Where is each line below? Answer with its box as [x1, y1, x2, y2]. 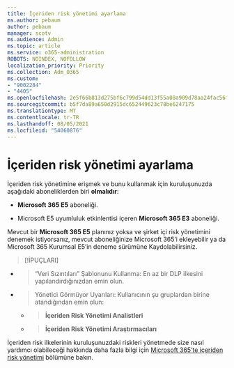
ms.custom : [7, 75, 39, 82]
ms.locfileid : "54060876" [7, 127, 82, 134]
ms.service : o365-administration [7, 49, 104, 56]
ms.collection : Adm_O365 [7, 68, 79, 75]
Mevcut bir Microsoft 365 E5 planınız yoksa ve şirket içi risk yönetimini [7, 228, 211, 236]
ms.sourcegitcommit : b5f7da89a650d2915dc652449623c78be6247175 [7, 101, 195, 108]
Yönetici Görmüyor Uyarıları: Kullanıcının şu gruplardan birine [34, 291, 210, 299]
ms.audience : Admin [7, 36, 64, 43]
